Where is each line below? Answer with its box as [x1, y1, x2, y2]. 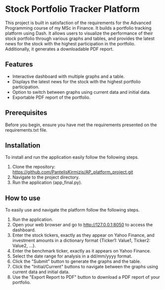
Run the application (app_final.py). [12, 180, 82, 185]
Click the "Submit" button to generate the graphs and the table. [12, 258, 141, 264]
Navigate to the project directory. [12, 174, 80, 181]
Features [5, 60, 33, 69]
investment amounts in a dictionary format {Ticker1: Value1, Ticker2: [12, 238, 151, 244]
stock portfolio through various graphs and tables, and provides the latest [5, 36, 155, 41]
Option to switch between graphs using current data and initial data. [12, 89, 151, 95]
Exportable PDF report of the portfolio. [12, 94, 90, 100]
